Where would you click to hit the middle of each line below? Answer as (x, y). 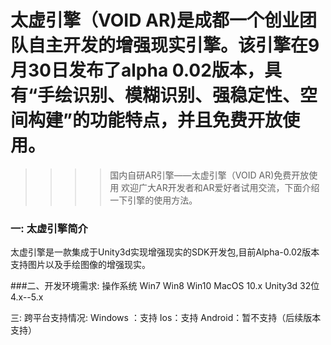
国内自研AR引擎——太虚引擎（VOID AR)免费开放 (209, 175)
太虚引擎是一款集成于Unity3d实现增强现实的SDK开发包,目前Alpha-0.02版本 (165, 252)
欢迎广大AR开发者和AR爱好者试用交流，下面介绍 (220, 187)
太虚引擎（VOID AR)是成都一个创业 (155, 20)
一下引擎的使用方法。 (153, 200)
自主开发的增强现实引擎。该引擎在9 (174, 45)
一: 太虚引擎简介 (49, 228)
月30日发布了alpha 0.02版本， (137, 70)
